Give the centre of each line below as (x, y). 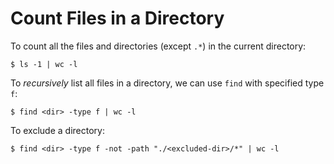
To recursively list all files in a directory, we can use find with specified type (167, 83)
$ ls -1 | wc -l (44, 64)
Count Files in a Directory (117, 18)
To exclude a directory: (57, 130)
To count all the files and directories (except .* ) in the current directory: (158, 46)
